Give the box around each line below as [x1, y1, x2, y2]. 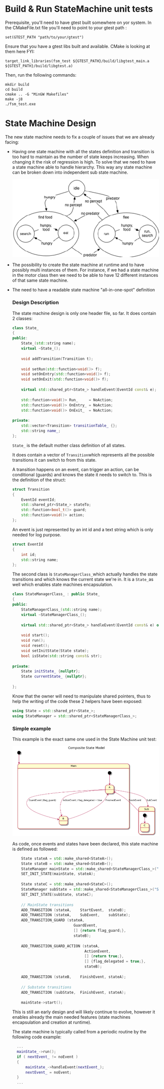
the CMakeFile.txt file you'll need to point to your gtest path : [5, 24, 127, 30]
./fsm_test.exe [5, 102, 36, 106]
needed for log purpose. [12, 532, 61, 537]
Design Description [12, 299, 59, 306]
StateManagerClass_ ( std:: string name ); [21, 607, 102, 612]
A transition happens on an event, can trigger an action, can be [12, 466, 139, 472]
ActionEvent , [84, 948, 111, 954]
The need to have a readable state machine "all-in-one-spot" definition [12, 287, 155, 293]
